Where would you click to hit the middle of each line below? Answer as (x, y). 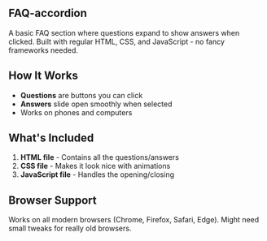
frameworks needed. (44, 50)
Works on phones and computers (76, 112)
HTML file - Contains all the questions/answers (99, 157)
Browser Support (53, 200)
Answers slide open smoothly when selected (96, 104)
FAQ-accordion (48, 13)
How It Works (44, 76)
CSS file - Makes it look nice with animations (95, 166)
